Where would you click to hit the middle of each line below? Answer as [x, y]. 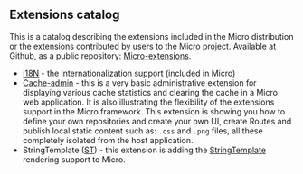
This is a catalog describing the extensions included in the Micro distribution [151, 36]
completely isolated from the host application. [108, 140]
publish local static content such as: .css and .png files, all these [143, 131]
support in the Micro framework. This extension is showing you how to [154, 111]
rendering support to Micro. [74, 159]
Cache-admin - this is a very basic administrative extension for [139, 82]
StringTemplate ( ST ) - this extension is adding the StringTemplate [144, 150]
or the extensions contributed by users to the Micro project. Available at [143, 46]
